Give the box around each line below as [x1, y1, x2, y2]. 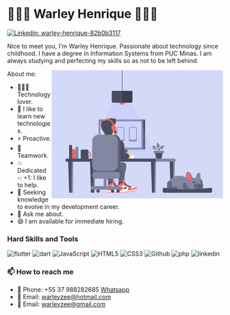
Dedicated [16, 166, 47, 174]
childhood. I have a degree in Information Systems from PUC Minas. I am [7, 49, 212, 57]
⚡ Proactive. [16, 134, 51, 142]
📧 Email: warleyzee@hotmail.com [16, 292, 112, 301]
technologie [16, 119, 51, 127]
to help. [16, 180, 39, 189]
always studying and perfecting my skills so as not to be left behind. [7, 56, 199, 64]
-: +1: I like [16, 174, 47, 182]
